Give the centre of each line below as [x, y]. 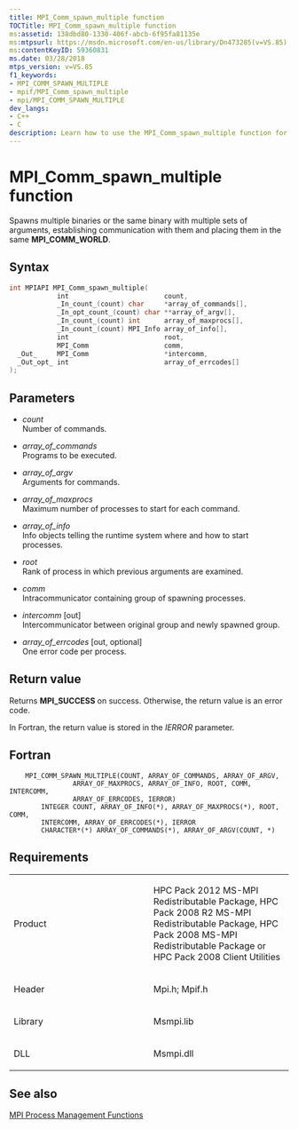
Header [29, 989]
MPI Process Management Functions [76, 1115]
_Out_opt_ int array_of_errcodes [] [129, 362]
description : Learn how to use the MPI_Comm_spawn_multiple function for [149, 133]
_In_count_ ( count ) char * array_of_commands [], [152, 304]
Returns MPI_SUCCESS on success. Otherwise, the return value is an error [146, 700]
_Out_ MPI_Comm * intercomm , [113, 354]
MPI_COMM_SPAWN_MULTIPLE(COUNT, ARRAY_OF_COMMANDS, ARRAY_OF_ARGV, [152, 775]
